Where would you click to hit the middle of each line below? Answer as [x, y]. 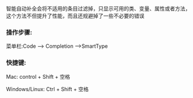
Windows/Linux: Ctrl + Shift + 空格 [47, 89]
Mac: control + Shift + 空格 [38, 76]
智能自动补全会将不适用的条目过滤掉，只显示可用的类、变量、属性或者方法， [98, 8]
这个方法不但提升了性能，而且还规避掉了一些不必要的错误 [75, 16]
